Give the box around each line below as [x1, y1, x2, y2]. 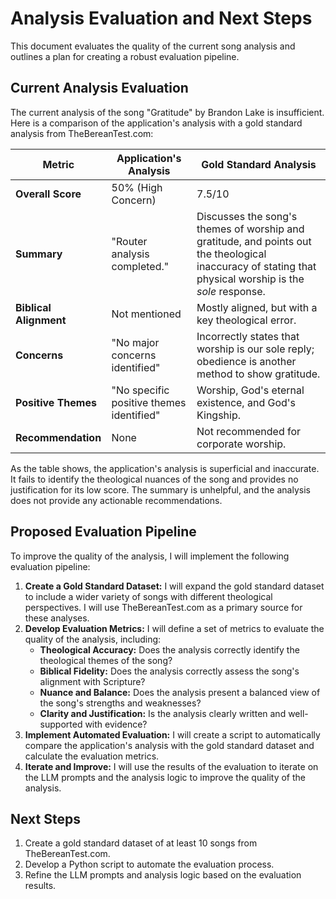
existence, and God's [196, 395, 297, 409]
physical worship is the [196, 272, 305, 286]
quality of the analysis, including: [24, 633, 162, 645]
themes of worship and [196, 222, 305, 236]
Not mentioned [111, 307, 182, 321]
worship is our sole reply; [196, 342, 315, 356]
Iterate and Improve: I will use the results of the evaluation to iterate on [24, 760, 319, 772]
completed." [111, 259, 170, 273]
